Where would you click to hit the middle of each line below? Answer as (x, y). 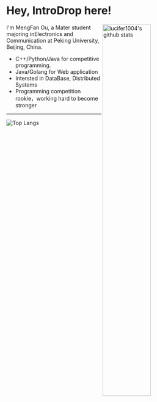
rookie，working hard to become (57, 98)
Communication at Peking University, (53, 40)
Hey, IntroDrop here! (59, 11)
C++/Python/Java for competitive (57, 59)
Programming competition (48, 91)
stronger (26, 105)
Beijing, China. (24, 47)
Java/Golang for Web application (57, 71)
